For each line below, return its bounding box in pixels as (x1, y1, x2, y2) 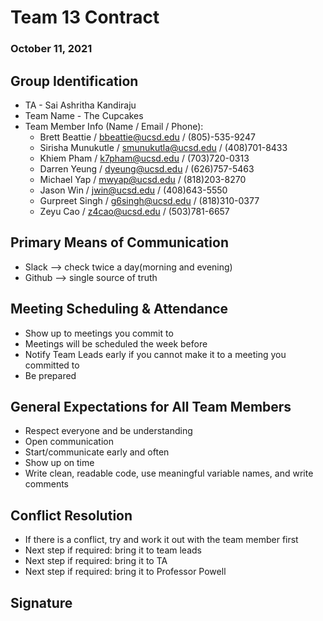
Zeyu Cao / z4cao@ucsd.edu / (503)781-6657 (39, 205, 230, 217)
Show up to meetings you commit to (24, 327, 174, 339)
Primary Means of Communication (10, 234, 229, 251)
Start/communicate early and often (24, 446, 170, 458)
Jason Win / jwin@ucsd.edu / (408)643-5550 (39, 184, 228, 196)
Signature (10, 594, 73, 611)
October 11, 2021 (10, 42, 93, 56)
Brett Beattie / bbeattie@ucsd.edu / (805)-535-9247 (39, 131, 256, 143)
